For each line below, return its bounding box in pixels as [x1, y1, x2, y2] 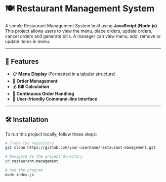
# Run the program [5, 168, 43, 173]
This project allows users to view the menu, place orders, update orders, [5, 28, 153, 34]
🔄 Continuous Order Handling [12, 91, 74, 96]
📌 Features [5, 57, 39, 66]
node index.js [5, 172, 35, 177]
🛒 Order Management [12, 78, 58, 84]
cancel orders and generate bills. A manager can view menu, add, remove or [5, 33, 161, 39]
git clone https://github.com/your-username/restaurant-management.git [5, 145, 156, 150]
